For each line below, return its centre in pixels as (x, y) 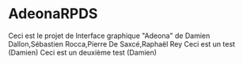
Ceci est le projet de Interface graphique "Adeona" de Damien (109, 36)
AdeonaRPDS (53, 14)
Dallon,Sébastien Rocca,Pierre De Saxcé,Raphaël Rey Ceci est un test (122, 43)
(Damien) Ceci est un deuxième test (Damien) (82, 52)
